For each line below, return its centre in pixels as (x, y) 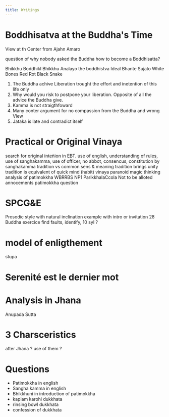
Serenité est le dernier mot (62, 277)
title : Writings (22, 10)
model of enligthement (54, 243)
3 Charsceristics (41, 335)
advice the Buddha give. (38, 100)
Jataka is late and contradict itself (48, 121)
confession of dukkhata (37, 410)
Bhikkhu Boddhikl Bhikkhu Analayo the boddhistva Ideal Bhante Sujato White (85, 68)
